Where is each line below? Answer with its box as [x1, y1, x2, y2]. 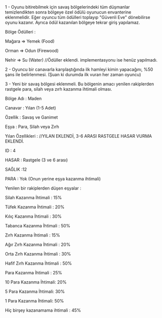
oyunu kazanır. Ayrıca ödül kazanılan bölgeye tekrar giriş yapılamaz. [5, 19, 140, 25]
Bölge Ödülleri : [5, 29, 36, 34]
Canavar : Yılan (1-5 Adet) [5, 105, 57, 111]
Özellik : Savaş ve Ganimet [5, 114, 58, 120]
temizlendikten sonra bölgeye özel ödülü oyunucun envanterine [5, 9, 132, 15]
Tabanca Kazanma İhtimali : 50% [5, 223, 71, 228]
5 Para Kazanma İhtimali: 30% [5, 288, 65, 294]
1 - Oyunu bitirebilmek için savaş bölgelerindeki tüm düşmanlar [5, 4, 130, 10]
